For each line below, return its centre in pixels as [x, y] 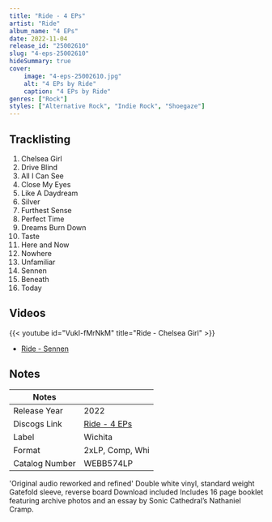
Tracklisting [40, 139]
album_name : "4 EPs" [44, 31]
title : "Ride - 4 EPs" [47, 16]
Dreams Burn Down [53, 227]
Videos [28, 313]
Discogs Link [38, 424]
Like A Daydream [49, 193]
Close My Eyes [46, 184]
